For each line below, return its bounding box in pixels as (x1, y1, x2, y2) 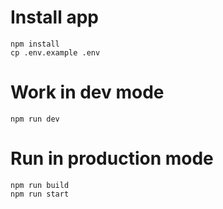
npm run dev (10, 114, 60, 124)
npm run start (10, 189, 70, 199)
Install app (10, 6, 99, 29)
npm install (10, 39, 60, 49)
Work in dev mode (10, 81, 165, 104)
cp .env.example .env (10, 47, 101, 58)
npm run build (10, 180, 70, 190)
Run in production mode (10, 147, 214, 170)
